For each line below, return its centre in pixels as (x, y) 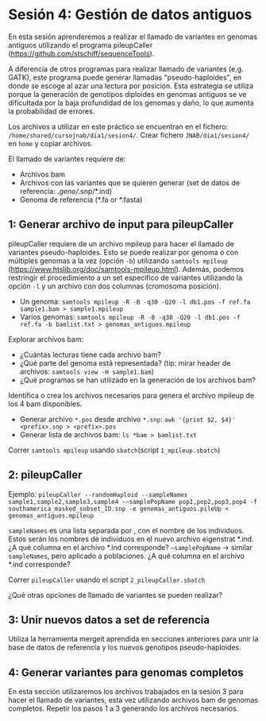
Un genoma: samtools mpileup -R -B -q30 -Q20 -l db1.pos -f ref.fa (135, 301)
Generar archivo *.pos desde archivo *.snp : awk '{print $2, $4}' (127, 419)
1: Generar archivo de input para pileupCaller (121, 225)
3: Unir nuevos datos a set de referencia (109, 620)
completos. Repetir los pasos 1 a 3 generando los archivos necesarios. (123, 708)
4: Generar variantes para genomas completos (126, 672)
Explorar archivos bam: (46, 339)
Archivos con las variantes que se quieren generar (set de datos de (130, 182)
